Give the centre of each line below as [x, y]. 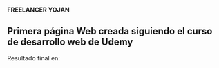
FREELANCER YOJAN [39, 10]
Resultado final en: [34, 58]
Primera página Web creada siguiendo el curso [110, 31]
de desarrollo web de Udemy [70, 42]
